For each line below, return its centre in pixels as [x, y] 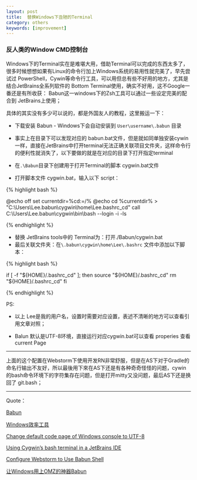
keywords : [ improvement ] [36, 28]
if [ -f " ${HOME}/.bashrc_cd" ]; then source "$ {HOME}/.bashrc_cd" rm [91, 275]
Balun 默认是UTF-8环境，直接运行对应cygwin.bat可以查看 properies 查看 [102, 336]
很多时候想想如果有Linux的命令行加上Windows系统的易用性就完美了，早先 [96, 71]
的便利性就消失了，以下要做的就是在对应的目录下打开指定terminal [94, 153]
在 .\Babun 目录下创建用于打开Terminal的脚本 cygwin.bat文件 [87, 165]
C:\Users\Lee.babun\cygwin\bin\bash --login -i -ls [67, 213]
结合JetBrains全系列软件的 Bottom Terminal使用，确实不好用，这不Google [96, 85]
